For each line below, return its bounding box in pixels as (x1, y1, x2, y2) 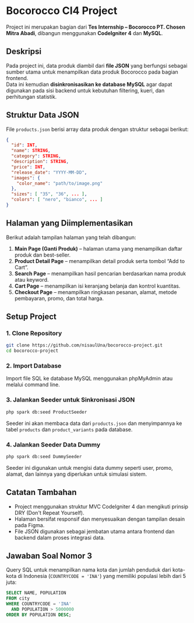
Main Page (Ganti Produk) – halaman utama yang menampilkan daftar (14, 245, 182, 252)
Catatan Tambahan (6, 487, 77, 497)
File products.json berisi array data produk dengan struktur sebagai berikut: (6, 126, 189, 133)
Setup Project (6, 311, 57, 322)
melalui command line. (6, 381, 60, 388)
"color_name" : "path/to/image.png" (16, 180, 103, 186)
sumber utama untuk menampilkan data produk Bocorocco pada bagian (6, 68, 179, 75)
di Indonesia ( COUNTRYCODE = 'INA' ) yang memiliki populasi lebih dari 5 (17, 573, 186, 580)
